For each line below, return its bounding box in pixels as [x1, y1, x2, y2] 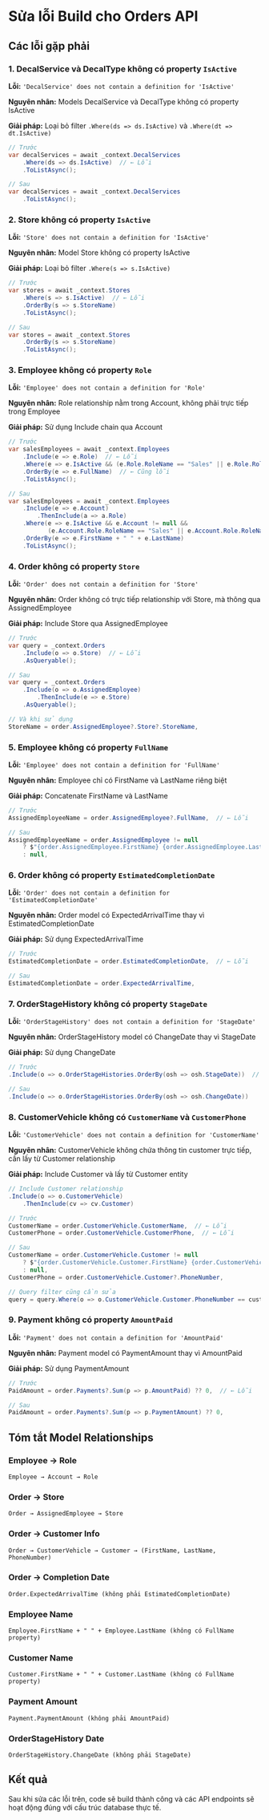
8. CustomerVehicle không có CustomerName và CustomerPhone [8, 1111, 247, 1122]
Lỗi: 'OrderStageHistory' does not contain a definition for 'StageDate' [8, 1017, 256, 1026]
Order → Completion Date [8, 1571, 110, 1583]
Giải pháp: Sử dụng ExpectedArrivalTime [8, 934, 144, 944]
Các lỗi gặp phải [8, 39, 90, 53]
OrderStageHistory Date [8, 1733, 105, 1744]
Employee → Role [8, 1454, 78, 1466]
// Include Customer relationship [8, 1185, 124, 1193]
